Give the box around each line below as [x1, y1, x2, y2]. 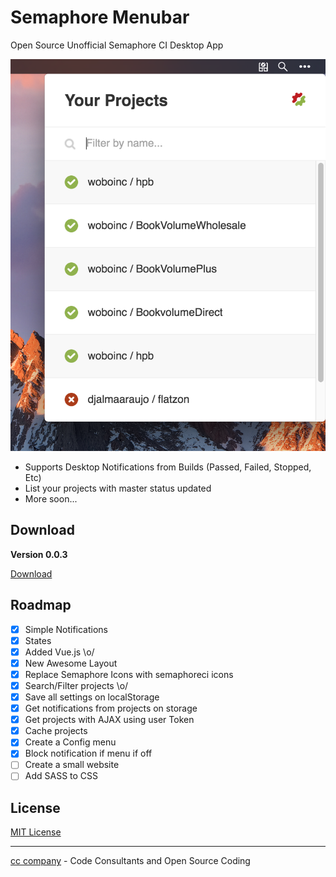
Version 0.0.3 [10, 548, 68, 560]
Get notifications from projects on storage [24, 702, 198, 715]
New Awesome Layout [24, 657, 118, 669]
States [24, 634, 52, 646]
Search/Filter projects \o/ [24, 679, 129, 691]
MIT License [10, 826, 62, 838]
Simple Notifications [24, 623, 108, 635]
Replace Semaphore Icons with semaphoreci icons [24, 668, 234, 680]
